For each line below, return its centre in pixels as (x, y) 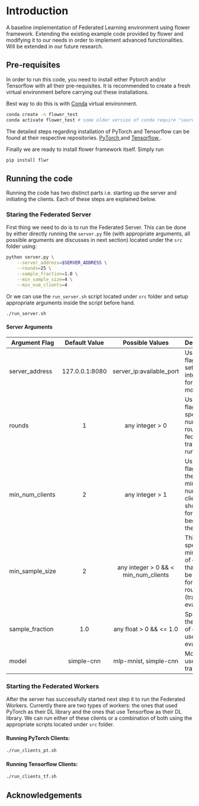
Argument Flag (33, 342)
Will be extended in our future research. (55, 46)
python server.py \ (30, 257)
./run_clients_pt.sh (32, 751)
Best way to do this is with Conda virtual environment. (72, 103)
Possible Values (146, 342)
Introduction (37, 11)
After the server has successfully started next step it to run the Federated (96, 699)
